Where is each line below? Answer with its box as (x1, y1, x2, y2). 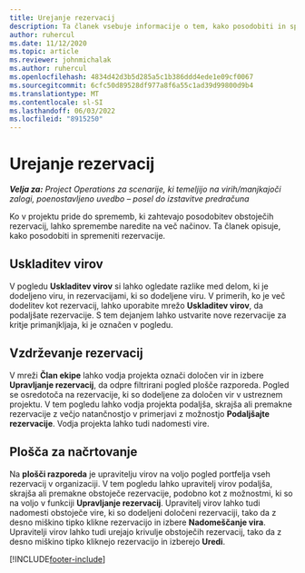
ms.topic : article (9, 47, 79, 56)
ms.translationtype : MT (9, 89, 100, 98)
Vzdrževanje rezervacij (9, 346, 143, 361)
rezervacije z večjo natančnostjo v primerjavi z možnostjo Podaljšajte (9, 408, 271, 419)
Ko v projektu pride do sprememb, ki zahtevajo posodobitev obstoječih (9, 211, 274, 222)
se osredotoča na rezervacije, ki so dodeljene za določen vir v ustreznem (9, 389, 283, 400)
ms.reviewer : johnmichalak (9, 55, 112, 64)
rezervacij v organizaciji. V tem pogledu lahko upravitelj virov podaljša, (9, 478, 273, 489)
